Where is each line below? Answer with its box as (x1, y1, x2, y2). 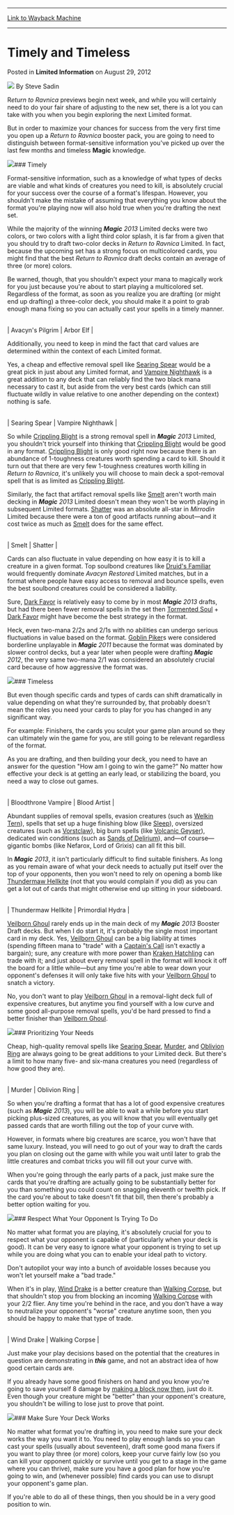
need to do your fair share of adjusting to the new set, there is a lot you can (7, 102, 223, 111)
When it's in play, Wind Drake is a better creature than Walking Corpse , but (7, 1284, 222, 1293)
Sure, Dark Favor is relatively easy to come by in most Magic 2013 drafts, (7, 597, 218, 606)
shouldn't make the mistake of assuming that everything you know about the (7, 196, 227, 204)
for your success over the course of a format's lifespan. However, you (7, 189, 208, 197)
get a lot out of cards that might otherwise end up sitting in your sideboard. (7, 884, 223, 892)
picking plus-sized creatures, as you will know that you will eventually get (7, 1114, 218, 1122)
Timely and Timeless (7, 45, 130, 61)
